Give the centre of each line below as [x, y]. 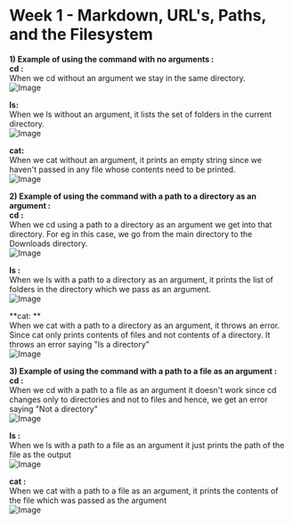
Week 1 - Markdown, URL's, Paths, [138, 16]
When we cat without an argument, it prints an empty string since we [136, 160]
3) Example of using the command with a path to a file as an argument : [143, 371]
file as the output [40, 454]
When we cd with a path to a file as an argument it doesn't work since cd [143, 389]
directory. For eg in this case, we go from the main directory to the [131, 233]
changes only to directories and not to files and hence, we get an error [139, 399]
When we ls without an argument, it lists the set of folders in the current [141, 114]
